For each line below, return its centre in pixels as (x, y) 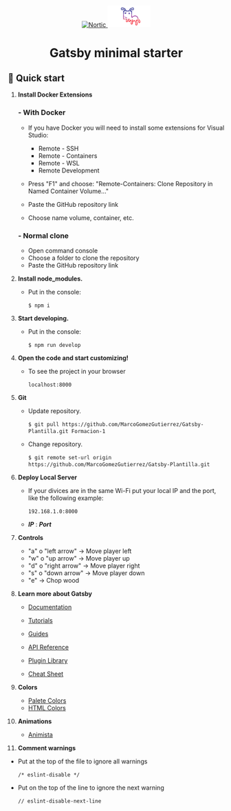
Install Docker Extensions (55, 94)
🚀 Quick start (36, 78)
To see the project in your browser (77, 371)
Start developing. (43, 318)
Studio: (38, 135)
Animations (35, 721)
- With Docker (42, 112)
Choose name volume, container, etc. (81, 218)
